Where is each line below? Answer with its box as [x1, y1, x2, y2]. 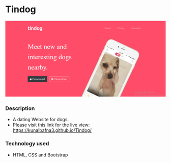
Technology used [5, 140, 49, 147]
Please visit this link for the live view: [12, 122, 90, 128]
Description [5, 105, 35, 112]
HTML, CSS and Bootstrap [12, 152, 68, 158]
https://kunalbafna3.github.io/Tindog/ [12, 127, 92, 133]
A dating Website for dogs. [12, 117, 69, 123]
